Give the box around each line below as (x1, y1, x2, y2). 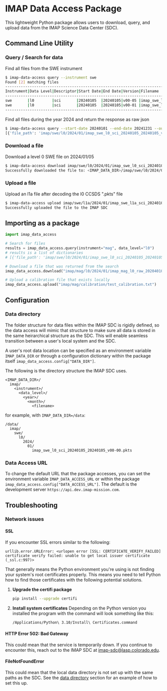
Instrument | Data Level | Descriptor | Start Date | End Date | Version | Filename (5, 89, 159, 94)
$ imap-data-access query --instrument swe (5, 75, 97, 80)
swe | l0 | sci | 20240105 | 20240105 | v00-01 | (5, 102, 141, 107)
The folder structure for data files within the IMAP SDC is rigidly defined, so (5, 322, 160, 328)
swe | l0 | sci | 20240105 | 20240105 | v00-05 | (5, 98, 141, 103)
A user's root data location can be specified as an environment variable (5, 347, 152, 353)
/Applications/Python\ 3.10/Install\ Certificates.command (12, 620, 138, 625)
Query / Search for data (5, 54, 63, 61)
